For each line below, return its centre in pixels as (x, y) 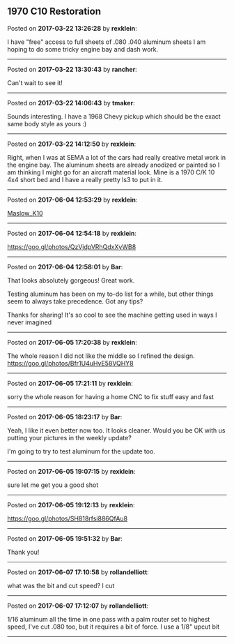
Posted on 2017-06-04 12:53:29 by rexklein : (72, 200)
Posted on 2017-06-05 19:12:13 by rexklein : (71, 504)
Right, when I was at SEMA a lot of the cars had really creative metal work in (117, 157)
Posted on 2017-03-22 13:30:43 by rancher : (72, 69)
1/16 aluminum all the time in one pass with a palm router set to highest (109, 619)
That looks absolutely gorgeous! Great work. (71, 280)
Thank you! (23, 552)
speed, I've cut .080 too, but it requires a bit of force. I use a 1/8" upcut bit (114, 627)
